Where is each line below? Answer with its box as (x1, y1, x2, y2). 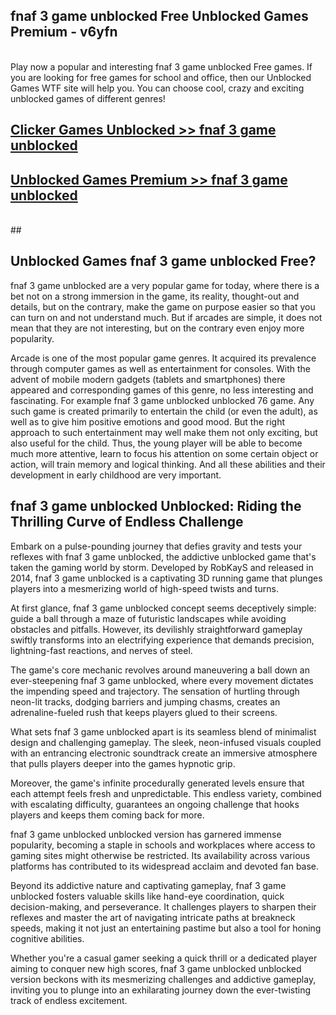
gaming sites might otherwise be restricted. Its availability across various (10, 849, 311, 861)
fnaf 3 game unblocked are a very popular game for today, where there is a (10, 279, 320, 291)
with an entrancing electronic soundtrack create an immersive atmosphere (10, 747, 318, 759)
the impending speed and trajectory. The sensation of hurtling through (10, 685, 300, 697)
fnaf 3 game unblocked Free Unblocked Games (10, 8, 309, 25)
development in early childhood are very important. (10, 469, 222, 481)
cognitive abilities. (10, 932, 85, 944)
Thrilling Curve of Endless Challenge (10, 514, 244, 531)
